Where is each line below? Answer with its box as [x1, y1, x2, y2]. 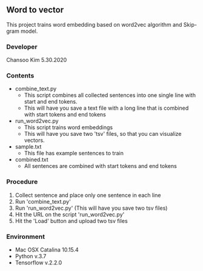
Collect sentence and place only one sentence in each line [15, 191, 161, 199]
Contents [6, 72, 35, 80]
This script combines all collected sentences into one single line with [24, 92, 196, 99]
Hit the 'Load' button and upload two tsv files [15, 217, 128, 224]
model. [20, 27, 38, 35]
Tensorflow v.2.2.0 [15, 259, 62, 266]
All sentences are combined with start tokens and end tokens [24, 162, 177, 170]
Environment [6, 232, 45, 241]
